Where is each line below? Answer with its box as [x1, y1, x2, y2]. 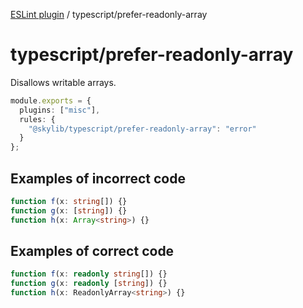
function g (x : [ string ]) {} [10, 205, 128, 216]
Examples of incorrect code [10, 170, 186, 187]
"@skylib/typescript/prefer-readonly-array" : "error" [28, 124, 257, 134]
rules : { [19, 114, 56, 124]
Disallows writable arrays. [10, 76, 117, 88]
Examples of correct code [10, 243, 175, 260]
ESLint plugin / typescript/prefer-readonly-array [10, 9, 208, 20]
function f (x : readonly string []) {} [10, 269, 168, 279]
